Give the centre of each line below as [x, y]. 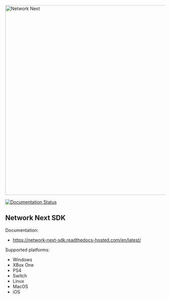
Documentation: [22, 230]
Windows [22, 260]
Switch [20, 276]
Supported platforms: [27, 249]
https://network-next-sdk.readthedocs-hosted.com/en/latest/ [77, 240]
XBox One [23, 265]
